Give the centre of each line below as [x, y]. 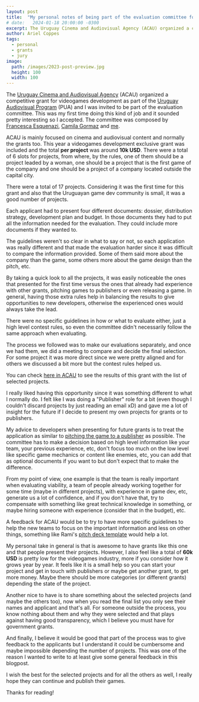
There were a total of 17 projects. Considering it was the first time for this [95, 187]
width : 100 [25, 78]
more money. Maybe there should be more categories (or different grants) [96, 578]
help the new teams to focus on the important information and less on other [98, 528]
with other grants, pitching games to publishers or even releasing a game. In [99, 290]
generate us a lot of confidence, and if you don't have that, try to [85, 498]
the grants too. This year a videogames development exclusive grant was [95, 144]
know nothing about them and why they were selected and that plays [90, 614]
